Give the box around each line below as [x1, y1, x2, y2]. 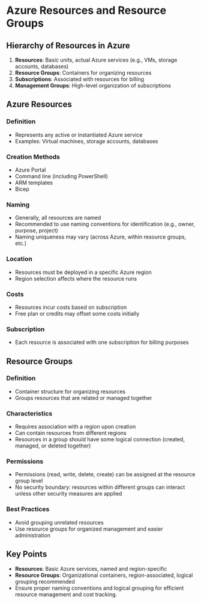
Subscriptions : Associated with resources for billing [14, 76, 144, 83]
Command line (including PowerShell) [14, 172, 108, 179]
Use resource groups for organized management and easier [14, 525, 163, 532]
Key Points [6, 549, 47, 559]
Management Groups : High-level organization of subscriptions [14, 82, 171, 89]
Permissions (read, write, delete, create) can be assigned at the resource [14, 471, 196, 478]
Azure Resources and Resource [6, 4, 167, 17]
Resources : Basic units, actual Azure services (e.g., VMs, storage [14, 57, 178, 63]
